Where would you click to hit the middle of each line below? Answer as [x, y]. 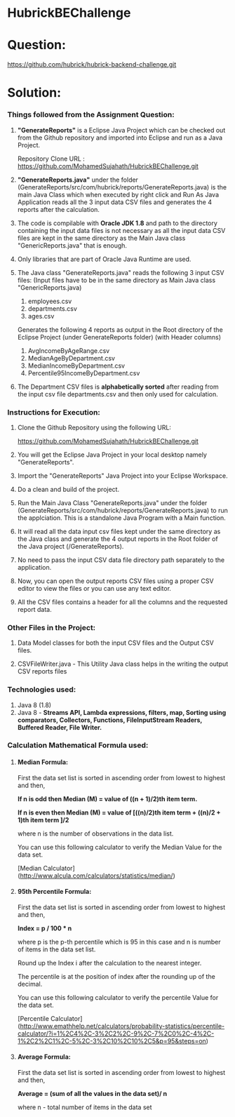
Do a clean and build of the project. [68, 489]
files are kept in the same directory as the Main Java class [101, 238]
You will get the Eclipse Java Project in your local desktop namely [112, 455]
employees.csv [50, 301]
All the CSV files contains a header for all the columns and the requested [122, 602]
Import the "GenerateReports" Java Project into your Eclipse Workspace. [122, 476]
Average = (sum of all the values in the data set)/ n [92, 1094]
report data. [34, 609]
